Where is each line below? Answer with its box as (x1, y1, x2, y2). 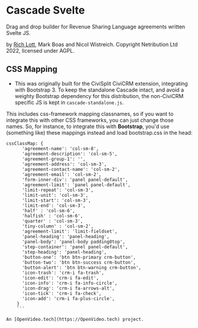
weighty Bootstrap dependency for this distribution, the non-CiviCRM (14, 92, 184, 99)
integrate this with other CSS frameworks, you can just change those (6, 116, 174, 124)
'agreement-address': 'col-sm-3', (21, 161, 108, 167)
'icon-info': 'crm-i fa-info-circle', (21, 280, 118, 286)
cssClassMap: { (6, 140, 44, 147)
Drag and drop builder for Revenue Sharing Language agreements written (6, 23, 186, 30)
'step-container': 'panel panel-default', (21, 243, 128, 250)
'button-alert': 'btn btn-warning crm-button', (21, 264, 142, 271)
